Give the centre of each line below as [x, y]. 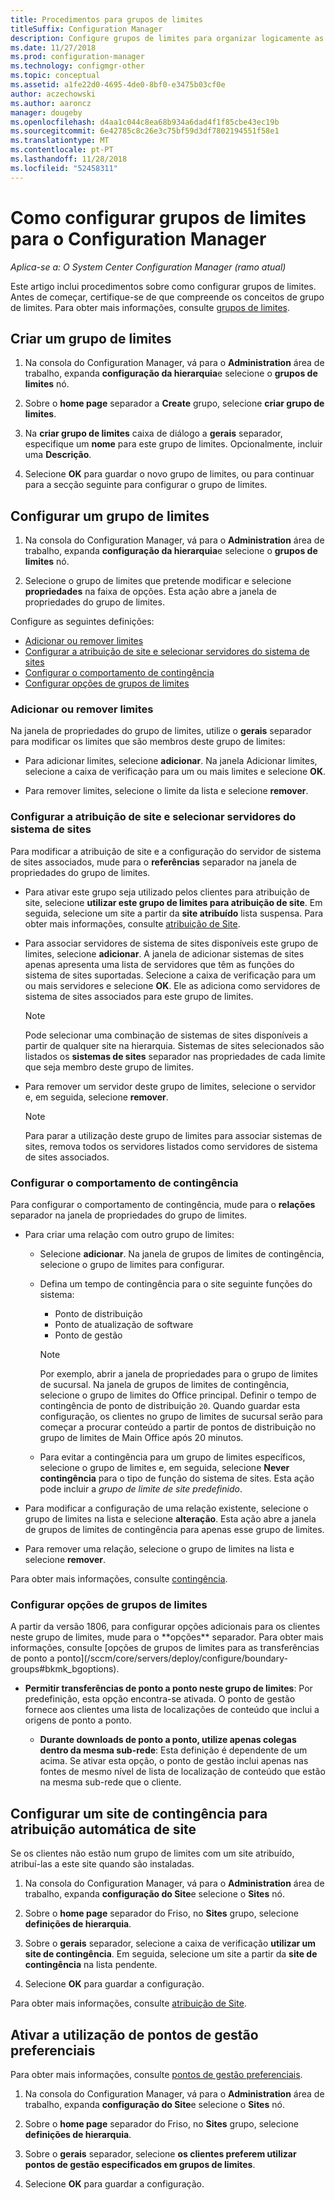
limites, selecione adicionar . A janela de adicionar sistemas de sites [164, 953]
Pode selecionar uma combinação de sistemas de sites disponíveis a [166, 1035]
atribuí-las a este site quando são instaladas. [102, 1864]
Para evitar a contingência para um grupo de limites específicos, [172, 1457]
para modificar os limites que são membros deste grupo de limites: [148, 742]
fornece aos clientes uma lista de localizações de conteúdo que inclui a [172, 1710]
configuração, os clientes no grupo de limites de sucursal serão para [181, 1417]
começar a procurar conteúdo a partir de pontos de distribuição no [178, 1427]
